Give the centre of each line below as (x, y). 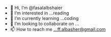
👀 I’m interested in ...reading (39, 13)
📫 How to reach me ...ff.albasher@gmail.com (58, 29)
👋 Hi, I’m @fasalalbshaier (36, 8)
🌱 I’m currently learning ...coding (44, 18)
